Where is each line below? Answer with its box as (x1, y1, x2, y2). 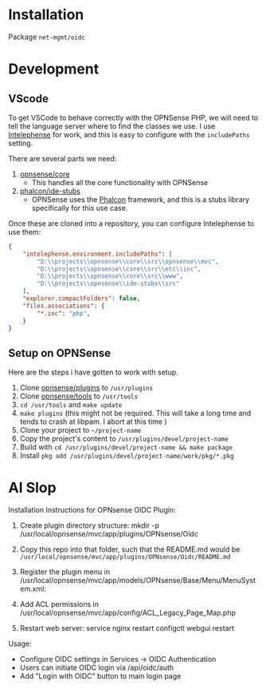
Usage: (8, 639, 32, 648)
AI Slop (8, 479, 57, 497)
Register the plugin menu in (19, 567, 110, 576)
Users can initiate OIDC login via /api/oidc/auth (19, 663, 174, 672)
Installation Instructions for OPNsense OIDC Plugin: (8, 505, 177, 515)
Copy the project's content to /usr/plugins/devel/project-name (19, 434, 229, 444)
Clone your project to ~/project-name (19, 426, 142, 435)
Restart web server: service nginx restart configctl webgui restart (19, 624, 235, 633)
